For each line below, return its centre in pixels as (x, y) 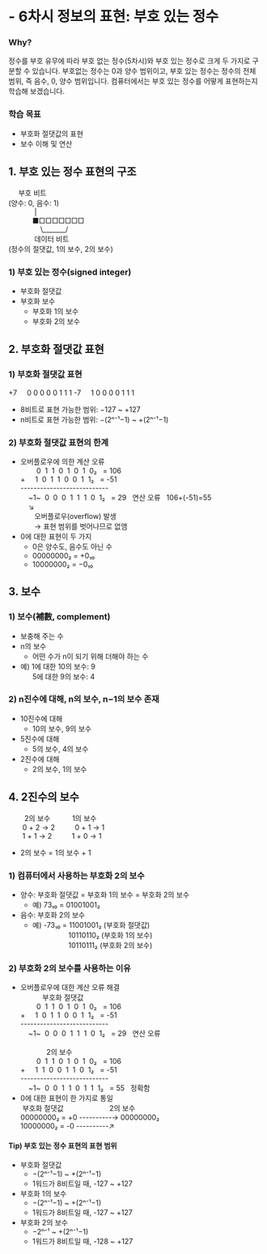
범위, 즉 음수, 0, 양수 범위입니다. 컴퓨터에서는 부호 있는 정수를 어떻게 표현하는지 (133, 81)
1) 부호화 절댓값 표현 (45, 375)
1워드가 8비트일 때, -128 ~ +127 (83, 1241)
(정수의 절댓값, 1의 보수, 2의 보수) (61, 249)
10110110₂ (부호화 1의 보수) (110, 935)
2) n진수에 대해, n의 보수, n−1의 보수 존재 (84, 699)
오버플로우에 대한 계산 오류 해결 (70, 988)
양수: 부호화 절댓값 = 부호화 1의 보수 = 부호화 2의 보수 (105, 895)
